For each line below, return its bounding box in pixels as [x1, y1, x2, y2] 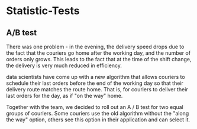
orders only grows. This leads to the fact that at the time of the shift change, [6, 56, 192, 62]
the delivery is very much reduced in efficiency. [6, 62, 122, 69]
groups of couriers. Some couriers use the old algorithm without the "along [6, 110, 189, 117]
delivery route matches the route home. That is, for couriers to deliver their [6, 86, 188, 92]
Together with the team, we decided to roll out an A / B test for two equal [6, 104, 183, 110]
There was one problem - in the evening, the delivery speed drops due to [6, 43, 185, 50]
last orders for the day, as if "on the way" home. [6, 92, 123, 99]
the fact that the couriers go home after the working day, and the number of [6, 49, 191, 57]
